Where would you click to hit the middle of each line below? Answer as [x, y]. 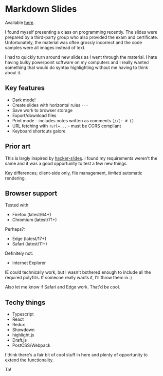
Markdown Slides [41, 9]
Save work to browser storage [42, 110]
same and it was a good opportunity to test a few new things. [66, 163]
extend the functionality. [29, 360]
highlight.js [23, 335]
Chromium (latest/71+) [34, 220]
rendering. [15, 178]
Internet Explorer [29, 263]
